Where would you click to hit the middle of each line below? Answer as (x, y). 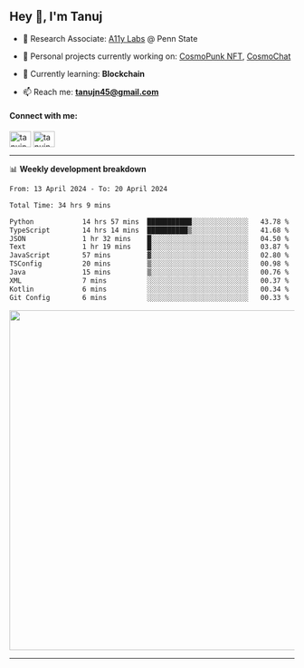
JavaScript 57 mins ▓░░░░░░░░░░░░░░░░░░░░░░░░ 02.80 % (149, 256)
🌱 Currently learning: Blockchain (84, 73)
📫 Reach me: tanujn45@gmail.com (90, 92)
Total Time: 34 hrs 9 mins (60, 205)
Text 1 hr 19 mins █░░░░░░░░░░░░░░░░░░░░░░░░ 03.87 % (149, 247)
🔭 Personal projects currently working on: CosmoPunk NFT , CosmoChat (157, 56)
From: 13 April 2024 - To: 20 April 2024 (89, 189)
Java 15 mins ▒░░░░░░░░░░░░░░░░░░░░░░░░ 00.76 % (149, 273)
